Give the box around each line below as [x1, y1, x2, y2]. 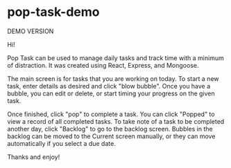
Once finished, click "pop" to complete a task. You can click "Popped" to [7, 110, 215, 118]
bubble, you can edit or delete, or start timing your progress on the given [7, 89, 215, 97]
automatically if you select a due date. [7, 139, 116, 147]
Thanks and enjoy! [7, 153, 60, 161]
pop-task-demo [7, 4, 100, 20]
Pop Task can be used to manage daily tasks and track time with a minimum [7, 53, 224, 62]
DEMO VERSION [7, 27, 54, 35]
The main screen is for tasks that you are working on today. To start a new [7, 74, 220, 83]
